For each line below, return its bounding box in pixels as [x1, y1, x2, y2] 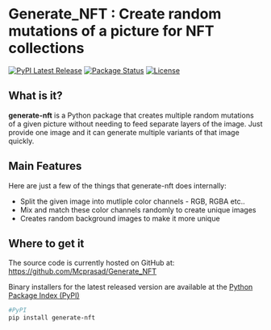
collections [8, 39, 85, 57]
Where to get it [8, 237, 85, 250]
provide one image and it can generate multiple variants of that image [8, 127, 240, 137]
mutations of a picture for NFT [8, 22, 215, 40]
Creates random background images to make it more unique [19, 213, 220, 223]
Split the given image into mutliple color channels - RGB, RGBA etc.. [19, 196, 245, 206]
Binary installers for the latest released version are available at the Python [8, 283, 253, 292]
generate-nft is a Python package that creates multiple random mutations [8, 110, 254, 120]
